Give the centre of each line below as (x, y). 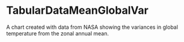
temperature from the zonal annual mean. (58, 33)
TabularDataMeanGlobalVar (77, 10)
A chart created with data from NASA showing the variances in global (92, 27)
